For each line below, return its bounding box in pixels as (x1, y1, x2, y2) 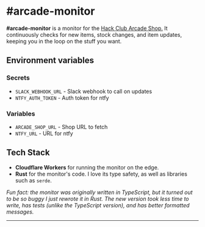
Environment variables (6, 55, 95, 65)
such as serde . (15, 176, 52, 184)
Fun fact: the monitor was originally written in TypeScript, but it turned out (6, 188, 193, 196)
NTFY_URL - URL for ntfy (15, 130, 73, 137)
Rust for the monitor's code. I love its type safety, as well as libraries (15, 170, 188, 177)
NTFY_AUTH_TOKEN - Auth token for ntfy (15, 94, 109, 102)
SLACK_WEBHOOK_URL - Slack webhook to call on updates (15, 87, 153, 95)
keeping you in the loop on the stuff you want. (6, 37, 122, 45)
